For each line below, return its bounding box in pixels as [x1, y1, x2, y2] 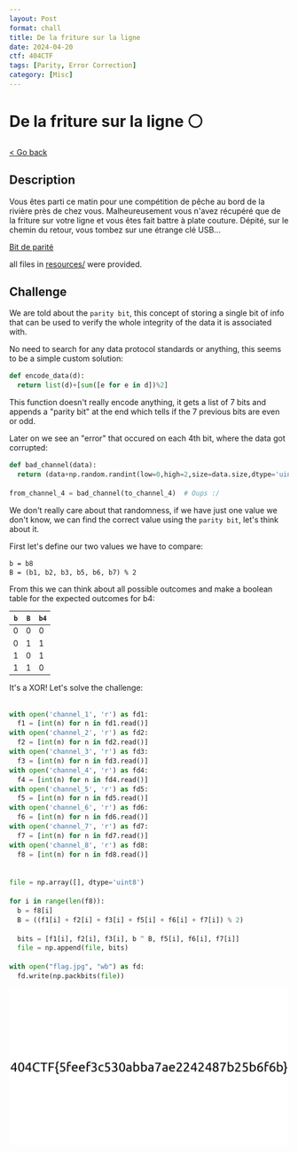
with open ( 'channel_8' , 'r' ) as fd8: [9, 841, 149, 850]
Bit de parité [9, 241, 54, 252]
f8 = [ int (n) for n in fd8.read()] [17, 850, 149, 859]
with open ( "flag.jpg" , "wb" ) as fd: [9, 962, 145, 971]
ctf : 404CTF [9, 51, 53, 61]
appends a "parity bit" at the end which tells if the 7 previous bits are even [9, 406, 280, 417]
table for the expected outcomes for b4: [9, 592, 155, 603]
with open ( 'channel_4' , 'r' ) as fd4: [9, 765, 149, 775]
